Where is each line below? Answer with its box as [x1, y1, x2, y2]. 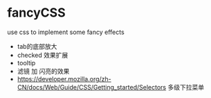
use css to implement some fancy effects [7, 28, 125, 36]
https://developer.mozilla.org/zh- [17, 74, 112, 83]
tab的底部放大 [17, 42, 57, 50]
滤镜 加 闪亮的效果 [17, 67, 70, 75]
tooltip [17, 58, 36, 67]
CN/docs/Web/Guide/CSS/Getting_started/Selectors [17, 83, 167, 91]
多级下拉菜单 [167, 83, 205, 91]
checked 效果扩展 [17, 51, 68, 59]
